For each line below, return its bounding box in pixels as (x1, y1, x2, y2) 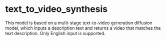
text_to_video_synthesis (5, 3, 108, 15)
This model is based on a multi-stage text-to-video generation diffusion (5, 20, 152, 26)
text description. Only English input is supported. (5, 30, 106, 36)
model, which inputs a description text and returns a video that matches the (5, 25, 161, 31)
